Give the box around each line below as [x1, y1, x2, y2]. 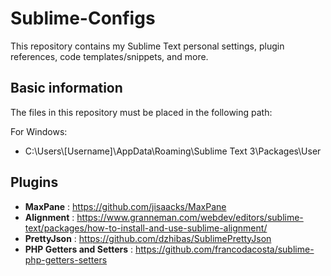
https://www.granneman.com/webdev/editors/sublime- [76, 211, 304, 223]
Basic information [10, 80, 123, 97]
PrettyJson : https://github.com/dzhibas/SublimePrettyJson [24, 232, 272, 244]
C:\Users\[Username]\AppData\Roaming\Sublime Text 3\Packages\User [24, 145, 322, 157]
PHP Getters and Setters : [24, 243, 134, 255]
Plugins [10, 174, 59, 191]
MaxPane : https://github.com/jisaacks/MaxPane [24, 200, 227, 212]
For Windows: [10, 125, 68, 137]
